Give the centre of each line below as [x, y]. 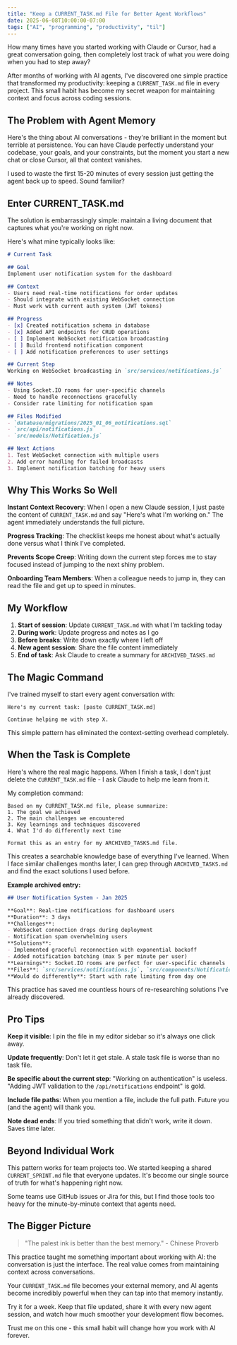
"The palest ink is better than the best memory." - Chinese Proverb [121, 1243]
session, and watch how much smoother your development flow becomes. [116, 1314]
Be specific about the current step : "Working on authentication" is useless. [117, 1079]
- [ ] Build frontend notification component [75, 345]
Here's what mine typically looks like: [61, 241]
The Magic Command [55, 677]
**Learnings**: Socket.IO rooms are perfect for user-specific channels [116, 963]
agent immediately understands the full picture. [76, 522]
